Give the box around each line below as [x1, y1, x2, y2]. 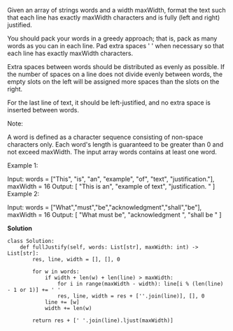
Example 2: [7, 190, 40, 198]
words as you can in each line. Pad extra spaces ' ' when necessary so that [7, 42, 225, 50]
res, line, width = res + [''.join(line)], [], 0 [57, 293, 205, 300]
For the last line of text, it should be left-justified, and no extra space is [7, 98, 211, 107]
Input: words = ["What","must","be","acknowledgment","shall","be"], [7, 203, 202, 212]
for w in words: [32, 268, 80, 275]
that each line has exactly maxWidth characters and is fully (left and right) [7, 13, 220, 22]
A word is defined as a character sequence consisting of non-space [7, 133, 204, 141]
